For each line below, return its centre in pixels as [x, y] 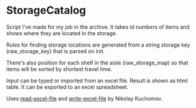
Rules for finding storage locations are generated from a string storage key [98, 45]
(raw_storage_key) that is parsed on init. [56, 51]
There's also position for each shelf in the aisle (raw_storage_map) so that [97, 63]
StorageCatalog [46, 10]
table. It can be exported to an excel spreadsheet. [67, 87]
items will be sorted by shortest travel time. [59, 69]
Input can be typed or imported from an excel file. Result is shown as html [97, 81]
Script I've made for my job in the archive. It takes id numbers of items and [98, 27]
